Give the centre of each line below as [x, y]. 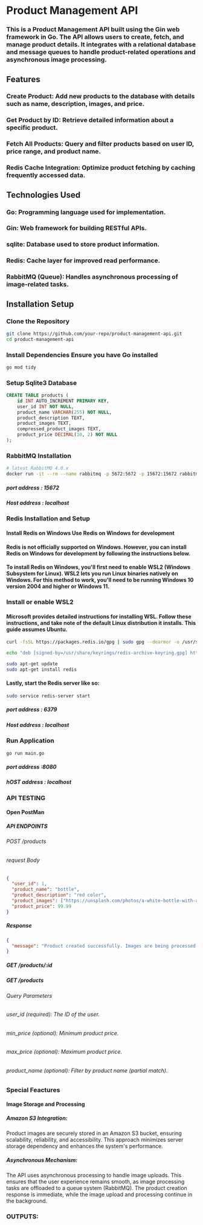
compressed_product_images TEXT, [59, 429]
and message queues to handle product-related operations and [101, 52]
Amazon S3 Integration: [37, 1118]
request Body [23, 860]
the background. [27, 1201]
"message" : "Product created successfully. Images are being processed [104, 946]
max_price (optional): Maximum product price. [64, 1052]
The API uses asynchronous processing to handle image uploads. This [94, 1175]
